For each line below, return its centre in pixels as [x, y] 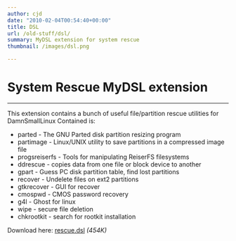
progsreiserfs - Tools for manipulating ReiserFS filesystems [103, 157]
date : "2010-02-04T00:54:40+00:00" [59, 20]
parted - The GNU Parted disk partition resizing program [99, 134]
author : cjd [25, 14]
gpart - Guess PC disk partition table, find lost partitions [98, 171]
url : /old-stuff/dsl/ [39, 33]
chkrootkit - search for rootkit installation [77, 216]
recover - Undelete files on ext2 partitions [78, 179]
